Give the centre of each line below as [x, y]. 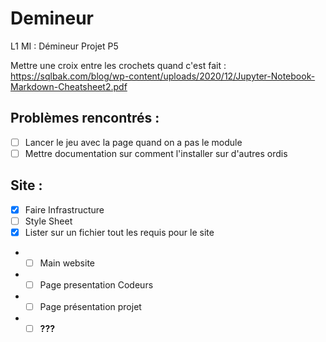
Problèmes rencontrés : [85, 118]
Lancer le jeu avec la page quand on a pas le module [133, 142]
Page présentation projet [90, 306]
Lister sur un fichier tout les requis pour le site [119, 232]
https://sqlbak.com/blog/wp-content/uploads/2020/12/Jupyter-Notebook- [163, 76]
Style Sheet [48, 221]
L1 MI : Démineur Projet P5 [64, 46]
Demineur [52, 18]
